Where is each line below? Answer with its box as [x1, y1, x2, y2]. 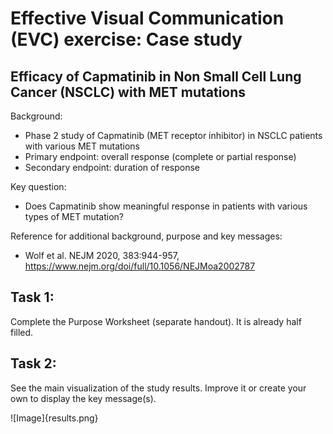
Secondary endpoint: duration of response [24, 162, 200, 173]
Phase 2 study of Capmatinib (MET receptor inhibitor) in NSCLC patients [24, 130, 323, 141]
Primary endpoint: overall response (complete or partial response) [24, 151, 297, 162]
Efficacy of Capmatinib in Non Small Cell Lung [10, 68, 302, 85]
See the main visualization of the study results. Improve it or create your [10, 382, 307, 394]
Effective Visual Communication [10, 7, 285, 30]
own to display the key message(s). [10, 392, 157, 404]
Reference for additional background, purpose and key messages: [10, 230, 283, 242]
